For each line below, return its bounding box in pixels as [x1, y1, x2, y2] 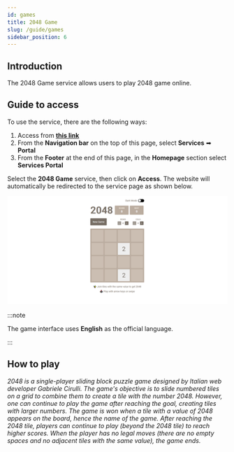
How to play [7, 358, 60, 370]
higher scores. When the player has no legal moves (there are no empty [7, 429, 214, 437]
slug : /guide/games [7, 26, 64, 33]
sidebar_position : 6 [7, 34, 68, 41]
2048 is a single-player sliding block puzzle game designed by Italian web [7, 376, 222, 385]
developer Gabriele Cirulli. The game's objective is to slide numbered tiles [7, 384, 220, 393]
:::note [7, 311, 26, 319]
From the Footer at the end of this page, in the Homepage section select [17, 153, 227, 162]
